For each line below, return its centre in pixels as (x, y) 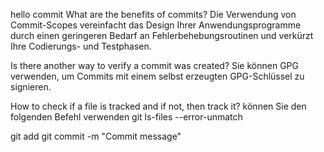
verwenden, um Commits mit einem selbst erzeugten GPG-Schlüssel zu (157, 76)
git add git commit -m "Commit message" (96, 136)
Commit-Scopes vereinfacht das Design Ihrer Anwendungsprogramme (156, 25)
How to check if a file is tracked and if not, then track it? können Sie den (158, 106)
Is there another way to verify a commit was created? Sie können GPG (154, 65)
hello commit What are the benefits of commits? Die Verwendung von (153, 14)
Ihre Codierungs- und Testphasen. (81, 46)
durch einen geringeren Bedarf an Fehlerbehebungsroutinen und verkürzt (162, 35)
